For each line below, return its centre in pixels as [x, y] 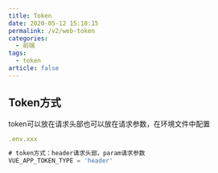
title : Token [30, 16]
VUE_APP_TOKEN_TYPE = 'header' [61, 161]
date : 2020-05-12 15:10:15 [53, 23]
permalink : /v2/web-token [51, 31]
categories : [28, 38]
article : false [34, 68]
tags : [17, 53]
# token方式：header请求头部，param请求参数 [77, 154]
